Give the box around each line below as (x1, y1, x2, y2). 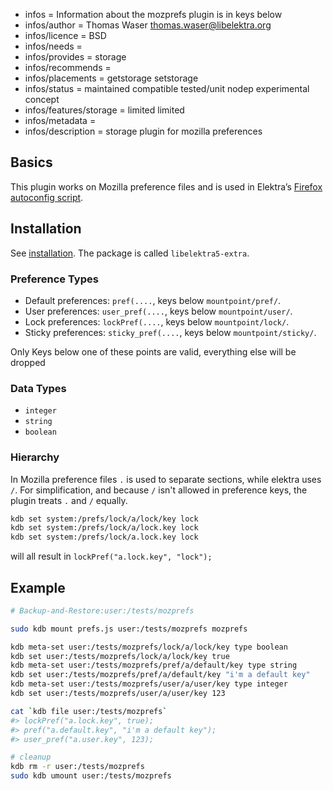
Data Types (10, 381, 67, 395)
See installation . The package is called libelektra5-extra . (10, 247, 250, 259)
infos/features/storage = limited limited (24, 104, 185, 116)
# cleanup (10, 752, 52, 763)
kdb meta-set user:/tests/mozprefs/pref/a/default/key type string (10, 660, 298, 671)
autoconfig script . (10, 191, 84, 203)
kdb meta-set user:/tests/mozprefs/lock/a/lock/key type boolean (10, 642, 288, 652)
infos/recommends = (24, 62, 112, 73)
